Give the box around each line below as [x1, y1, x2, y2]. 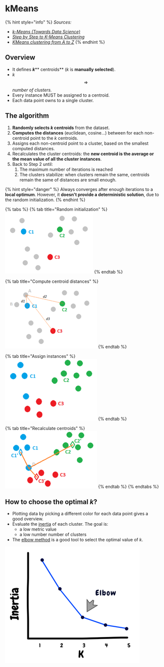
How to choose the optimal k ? [5, 498, 97, 506]
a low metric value [19, 526, 57, 533]
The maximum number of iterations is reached [19, 166, 113, 172]
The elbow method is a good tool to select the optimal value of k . [12, 537, 143, 543]
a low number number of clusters [19, 532, 87, 537]
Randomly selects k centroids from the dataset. [12, 125, 110, 131]
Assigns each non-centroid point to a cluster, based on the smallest [12, 140, 149, 146]
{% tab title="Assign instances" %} [5, 353, 76, 359]
